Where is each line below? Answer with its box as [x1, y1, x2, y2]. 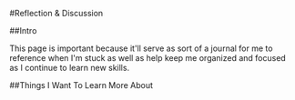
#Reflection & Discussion [9, 8, 104, 18]
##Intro [9, 25, 37, 35]
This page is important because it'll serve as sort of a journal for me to [9, 43, 273, 54]
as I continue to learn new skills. [9, 63, 130, 73]
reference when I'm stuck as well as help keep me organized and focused [9, 53, 287, 63]
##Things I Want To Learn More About [9, 80, 153, 90]
